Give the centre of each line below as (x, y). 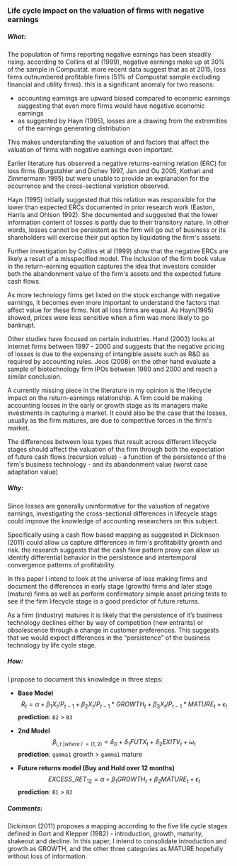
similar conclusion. (35, 376)
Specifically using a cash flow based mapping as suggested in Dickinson (113, 535)
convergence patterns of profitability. (62, 565)
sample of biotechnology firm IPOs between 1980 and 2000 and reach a (112, 369)
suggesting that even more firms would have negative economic (111, 106)
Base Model (35, 693)
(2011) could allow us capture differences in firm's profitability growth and (115, 542)
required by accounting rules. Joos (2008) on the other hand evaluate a (111, 361)
